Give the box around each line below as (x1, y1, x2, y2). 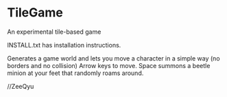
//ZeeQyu (7, 82, 34, 90)
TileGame (7, 5, 64, 21)
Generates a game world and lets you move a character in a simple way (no (7, 54, 221, 63)
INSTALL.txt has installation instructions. (7, 41, 121, 49)
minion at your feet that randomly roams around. (7, 69, 144, 77)
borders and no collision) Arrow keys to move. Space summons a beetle (7, 61, 211, 69)
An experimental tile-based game (7, 28, 101, 36)
